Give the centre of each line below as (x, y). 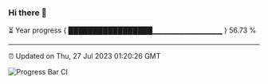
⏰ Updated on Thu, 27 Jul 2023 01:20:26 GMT (85, 56)
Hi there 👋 (28, 13)
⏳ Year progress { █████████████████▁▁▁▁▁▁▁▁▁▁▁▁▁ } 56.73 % (132, 30)
